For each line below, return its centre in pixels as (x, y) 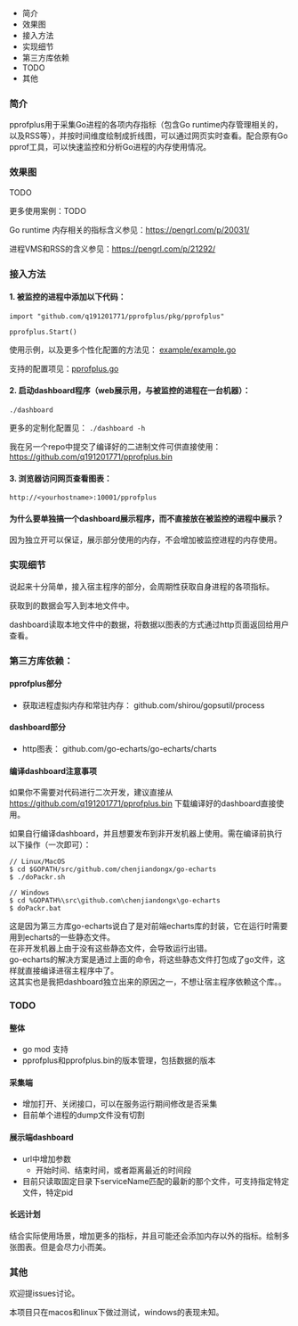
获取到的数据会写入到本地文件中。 (72, 605)
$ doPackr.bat (36, 909)
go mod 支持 (45, 1050)
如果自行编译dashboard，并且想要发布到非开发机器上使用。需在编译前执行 (146, 834)
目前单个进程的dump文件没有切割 (83, 1115)
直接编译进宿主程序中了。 (71, 971)
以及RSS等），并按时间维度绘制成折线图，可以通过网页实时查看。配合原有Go (149, 136)
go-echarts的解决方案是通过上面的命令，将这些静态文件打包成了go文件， (144, 959)
